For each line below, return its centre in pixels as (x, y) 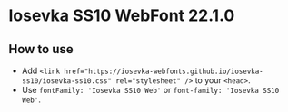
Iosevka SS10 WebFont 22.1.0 (122, 16)
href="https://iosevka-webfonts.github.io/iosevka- (164, 71)
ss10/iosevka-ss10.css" (67, 81)
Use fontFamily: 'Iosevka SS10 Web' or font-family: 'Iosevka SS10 (150, 90)
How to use (41, 49)
